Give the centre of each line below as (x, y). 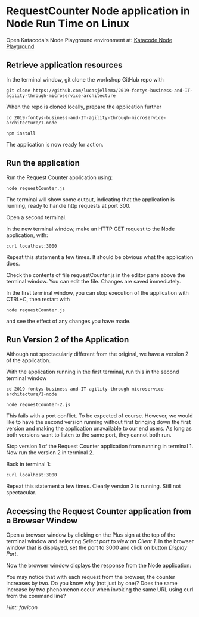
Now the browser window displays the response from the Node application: (99, 565)
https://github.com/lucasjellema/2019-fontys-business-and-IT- (113, 91)
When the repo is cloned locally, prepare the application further (84, 107)
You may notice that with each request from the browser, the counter (91, 577)
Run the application (43, 163)
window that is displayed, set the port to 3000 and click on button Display (97, 548)
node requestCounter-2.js (38, 405)
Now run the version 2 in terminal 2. (50, 453)
